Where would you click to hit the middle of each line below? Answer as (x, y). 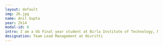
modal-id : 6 (17, 27)
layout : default (21, 9)
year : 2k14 (16, 23)
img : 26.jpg (17, 14)
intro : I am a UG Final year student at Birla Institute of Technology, (80, 32)
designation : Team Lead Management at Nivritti (54, 36)
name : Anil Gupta (23, 18)
